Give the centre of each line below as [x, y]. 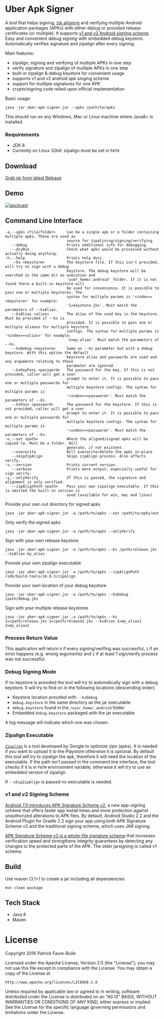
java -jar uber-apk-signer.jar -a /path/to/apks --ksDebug [67, 594]
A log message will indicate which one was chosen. [57, 723]
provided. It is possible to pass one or [109, 323]
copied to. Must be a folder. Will [41, 443]
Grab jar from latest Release [33, 178]
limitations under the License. [35, 1013]
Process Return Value [31, 638]
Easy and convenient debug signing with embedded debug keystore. [75, 38]
